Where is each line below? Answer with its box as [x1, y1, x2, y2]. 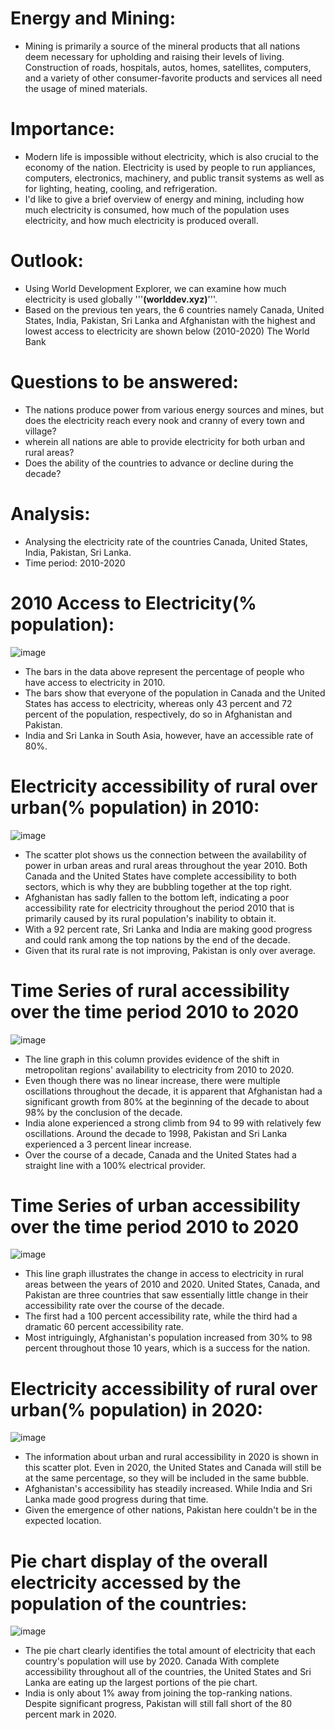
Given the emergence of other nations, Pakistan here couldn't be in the [24, 1504, 318, 1516]
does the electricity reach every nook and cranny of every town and [24, 414, 305, 426]
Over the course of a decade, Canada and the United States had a [24, 1148, 297, 1161]
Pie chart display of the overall [10, 1550, 268, 1572]
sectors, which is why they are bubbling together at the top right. [24, 880, 293, 892]
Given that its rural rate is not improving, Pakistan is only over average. [24, 944, 317, 956]
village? [24, 425, 57, 437]
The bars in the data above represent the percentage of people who [24, 665, 305, 677]
